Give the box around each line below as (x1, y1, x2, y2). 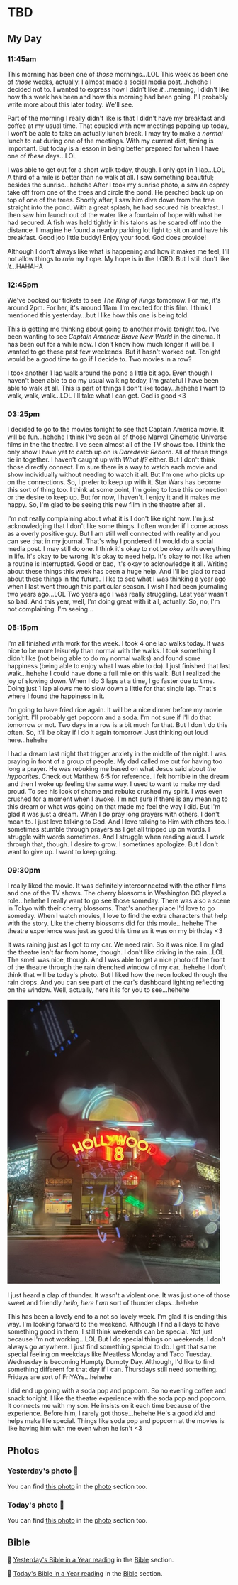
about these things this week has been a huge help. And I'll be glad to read (7, 567, 225, 576)
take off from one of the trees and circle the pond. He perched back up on (7, 187, 224, 196)
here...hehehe (7, 736, 48, 744)
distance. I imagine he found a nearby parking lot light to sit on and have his (7, 225, 229, 234)
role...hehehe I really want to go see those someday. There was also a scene (7, 896, 231, 905)
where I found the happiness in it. (7, 692, 105, 700)
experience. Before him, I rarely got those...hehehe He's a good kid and (7, 1409, 216, 1417)
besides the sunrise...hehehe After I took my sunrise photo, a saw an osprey (7, 180, 229, 189)
